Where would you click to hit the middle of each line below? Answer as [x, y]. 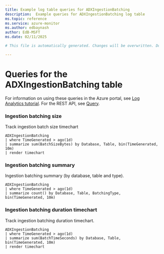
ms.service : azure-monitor [32, 23]
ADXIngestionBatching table [64, 84]
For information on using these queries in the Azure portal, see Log [72, 98]
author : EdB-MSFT [23, 32]
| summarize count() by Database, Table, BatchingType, [63, 193]
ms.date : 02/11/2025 [26, 37]
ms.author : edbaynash [27, 28]
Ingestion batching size [33, 116]
